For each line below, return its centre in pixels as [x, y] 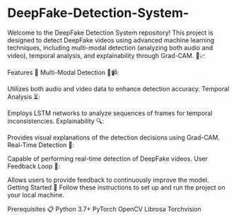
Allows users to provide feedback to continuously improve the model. [108, 180]
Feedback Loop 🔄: [34, 166]
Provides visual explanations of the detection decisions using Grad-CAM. [114, 137]
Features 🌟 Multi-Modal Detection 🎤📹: [63, 72]
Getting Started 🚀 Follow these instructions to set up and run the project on [116, 187]
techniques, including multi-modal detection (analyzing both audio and [110, 47]
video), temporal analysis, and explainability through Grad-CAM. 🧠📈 [107, 55]
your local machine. [36, 195]
